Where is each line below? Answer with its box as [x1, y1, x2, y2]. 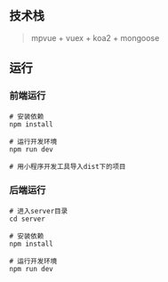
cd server [9, 214, 46, 223]
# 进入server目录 [9, 206, 68, 215]
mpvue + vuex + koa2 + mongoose [30, 32, 160, 43]
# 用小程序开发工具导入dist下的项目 [9, 162, 126, 171]
